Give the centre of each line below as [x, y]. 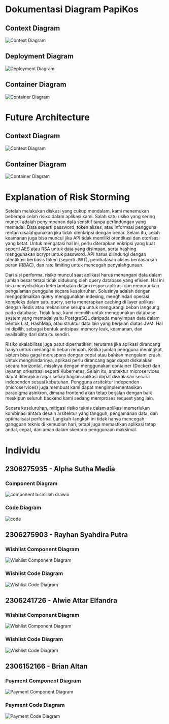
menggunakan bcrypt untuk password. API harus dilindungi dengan [76, 254]
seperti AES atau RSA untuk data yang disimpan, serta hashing [71, 249]
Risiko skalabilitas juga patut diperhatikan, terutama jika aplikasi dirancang [83, 344]
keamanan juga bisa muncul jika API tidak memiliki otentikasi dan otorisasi [82, 238]
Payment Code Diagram [35, 705]
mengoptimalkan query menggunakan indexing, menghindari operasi [77, 296]
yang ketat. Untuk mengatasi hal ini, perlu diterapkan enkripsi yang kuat [80, 244]
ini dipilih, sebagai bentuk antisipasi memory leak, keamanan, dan [74, 329]
